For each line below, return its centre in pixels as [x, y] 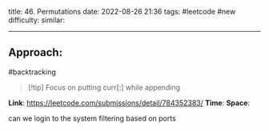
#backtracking [32, 72]
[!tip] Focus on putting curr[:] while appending [104, 87]
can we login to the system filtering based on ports [92, 118]
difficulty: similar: [37, 20]
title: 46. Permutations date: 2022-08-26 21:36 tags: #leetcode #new [122, 12]
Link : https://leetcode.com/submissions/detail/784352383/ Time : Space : [129, 102]
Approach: [35, 52]
